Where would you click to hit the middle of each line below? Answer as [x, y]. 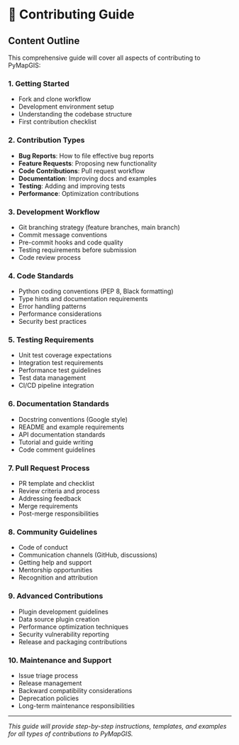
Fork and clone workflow [55, 99]
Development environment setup [66, 107]
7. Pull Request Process [49, 468]
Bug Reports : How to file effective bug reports [86, 156]
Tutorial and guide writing [56, 442]
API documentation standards [62, 434]
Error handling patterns [52, 306]
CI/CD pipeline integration [56, 386]
